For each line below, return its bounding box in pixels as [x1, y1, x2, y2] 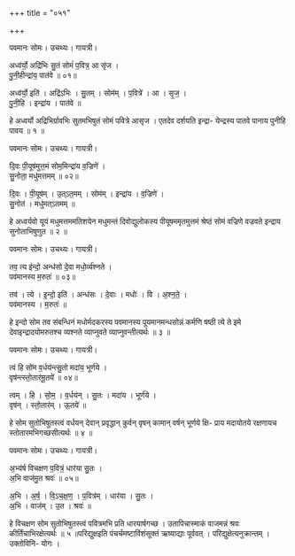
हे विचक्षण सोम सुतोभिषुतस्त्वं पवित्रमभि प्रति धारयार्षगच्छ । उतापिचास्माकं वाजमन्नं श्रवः [9, 518, 241, 529]
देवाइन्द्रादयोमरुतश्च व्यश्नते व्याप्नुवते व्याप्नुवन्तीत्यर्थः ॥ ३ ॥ [9, 327, 171, 337]
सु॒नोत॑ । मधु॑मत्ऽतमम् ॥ [9, 198, 75, 209]
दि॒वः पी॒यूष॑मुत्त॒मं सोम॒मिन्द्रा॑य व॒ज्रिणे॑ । [9, 161, 106, 171]
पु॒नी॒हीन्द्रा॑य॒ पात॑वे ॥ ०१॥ [9, 70, 77, 81]
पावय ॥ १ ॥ [9, 126, 45, 135]
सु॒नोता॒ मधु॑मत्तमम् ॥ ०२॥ [9, 171, 80, 181]
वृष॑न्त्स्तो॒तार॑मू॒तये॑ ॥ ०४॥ [9, 372, 78, 382]
